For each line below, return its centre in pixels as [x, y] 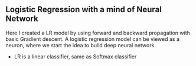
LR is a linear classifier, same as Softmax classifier [75, 56]
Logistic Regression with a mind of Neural [84, 10]
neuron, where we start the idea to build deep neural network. [81, 45]
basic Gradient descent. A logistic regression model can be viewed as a [92, 39]
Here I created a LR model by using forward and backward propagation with [98, 33]
